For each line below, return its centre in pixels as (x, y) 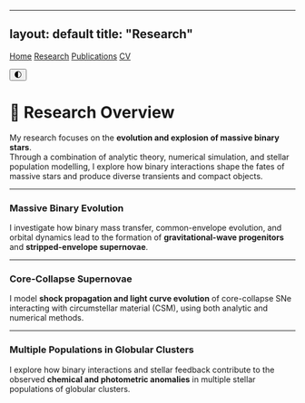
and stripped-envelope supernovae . (79, 247)
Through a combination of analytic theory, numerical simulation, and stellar (149, 157)
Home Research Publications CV (70, 56)
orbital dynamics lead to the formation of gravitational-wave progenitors (147, 237)
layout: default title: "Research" (101, 34)
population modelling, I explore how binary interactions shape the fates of (147, 166)
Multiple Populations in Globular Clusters (102, 350)
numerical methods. (47, 318)
